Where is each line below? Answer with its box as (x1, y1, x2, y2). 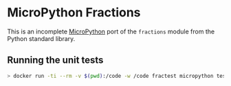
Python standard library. (7, 34, 76, 42)
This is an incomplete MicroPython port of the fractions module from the (7, 27, 215, 35)
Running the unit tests (7, 55, 104, 66)
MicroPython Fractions (7, 5, 141, 20)
